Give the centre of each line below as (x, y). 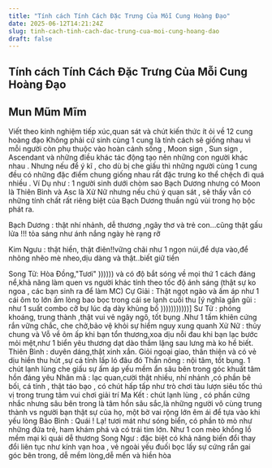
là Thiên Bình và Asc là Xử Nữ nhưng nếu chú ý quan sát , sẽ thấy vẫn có (130, 192)
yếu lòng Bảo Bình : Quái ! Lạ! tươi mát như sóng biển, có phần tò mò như (130, 421)
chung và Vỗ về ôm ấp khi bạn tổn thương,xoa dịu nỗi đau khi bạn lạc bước (133, 335)
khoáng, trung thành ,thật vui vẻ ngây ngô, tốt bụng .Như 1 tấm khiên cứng (133, 317)
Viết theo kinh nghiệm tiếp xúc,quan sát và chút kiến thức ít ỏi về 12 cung (131, 132)
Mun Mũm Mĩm (47, 112)
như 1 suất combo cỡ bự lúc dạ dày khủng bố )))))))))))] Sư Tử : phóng (125, 308)
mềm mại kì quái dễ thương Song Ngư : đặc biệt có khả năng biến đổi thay (132, 438)
